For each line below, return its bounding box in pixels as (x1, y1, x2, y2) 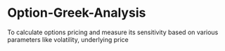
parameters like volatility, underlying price (7, 35, 129, 43)
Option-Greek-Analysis (7, 5, 146, 21)
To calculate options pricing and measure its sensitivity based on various (7, 28, 219, 36)
